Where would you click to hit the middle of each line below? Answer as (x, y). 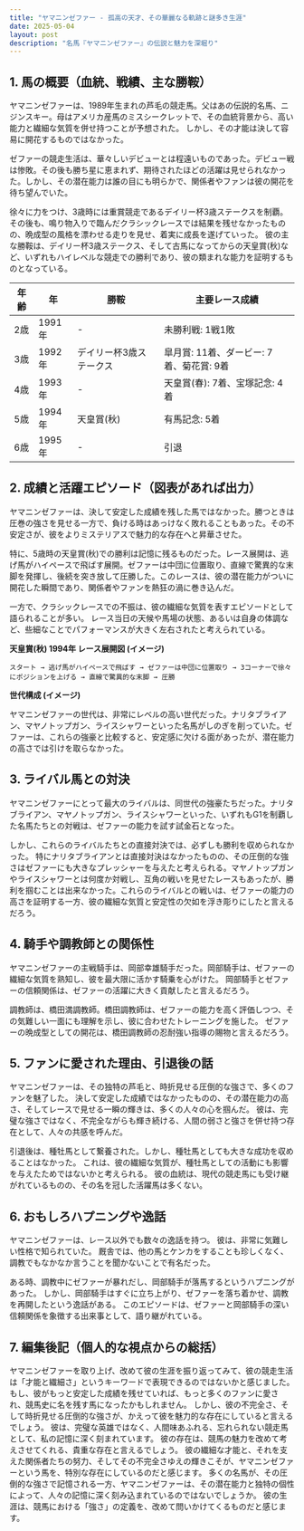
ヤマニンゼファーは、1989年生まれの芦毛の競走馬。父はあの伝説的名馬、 (145, 106)
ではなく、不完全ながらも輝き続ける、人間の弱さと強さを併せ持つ (163, 1121)
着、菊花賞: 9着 (197, 366)
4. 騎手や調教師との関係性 (82, 944)
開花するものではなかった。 (76, 139)
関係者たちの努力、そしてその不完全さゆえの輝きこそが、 (132, 1461)
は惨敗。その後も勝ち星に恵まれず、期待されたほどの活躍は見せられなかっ (148, 170)
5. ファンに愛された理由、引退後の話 (111, 1063)
